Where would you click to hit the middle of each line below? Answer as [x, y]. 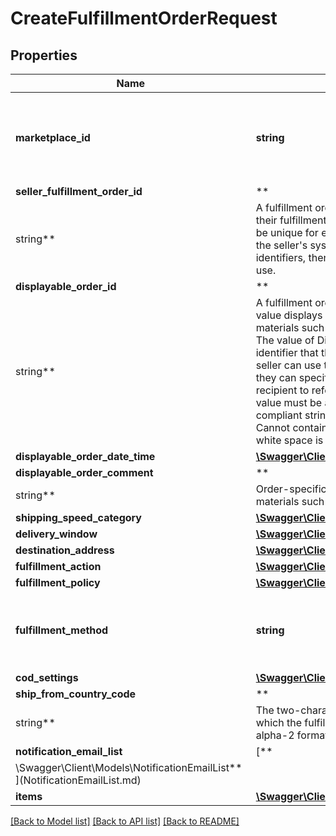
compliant [279, 415]
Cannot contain [291, 427]
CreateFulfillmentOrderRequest [144, 18]
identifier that [287, 352]
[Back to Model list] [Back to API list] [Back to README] [125, 821]
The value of [285, 340]
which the [279, 722]
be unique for [287, 232]
